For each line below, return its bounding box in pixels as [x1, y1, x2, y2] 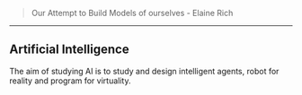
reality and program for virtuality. [9, 75, 131, 86]
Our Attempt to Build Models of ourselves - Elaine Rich [31, 8, 234, 18]
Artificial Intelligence [9, 42, 129, 57]
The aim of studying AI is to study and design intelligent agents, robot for [9, 65, 280, 76]
